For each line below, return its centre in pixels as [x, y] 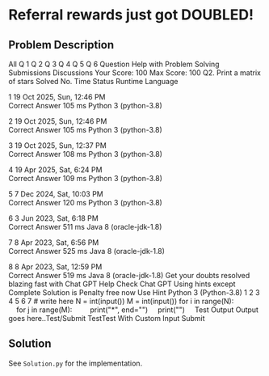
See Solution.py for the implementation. [76, 363]
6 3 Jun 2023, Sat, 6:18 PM [53, 218]
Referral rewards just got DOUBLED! [131, 15]
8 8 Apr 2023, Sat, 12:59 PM [55, 267]
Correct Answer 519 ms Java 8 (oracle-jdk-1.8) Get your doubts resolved [129, 275]
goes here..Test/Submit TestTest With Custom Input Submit [107, 318]
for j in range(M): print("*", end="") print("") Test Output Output [137, 310]
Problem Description [61, 45]
